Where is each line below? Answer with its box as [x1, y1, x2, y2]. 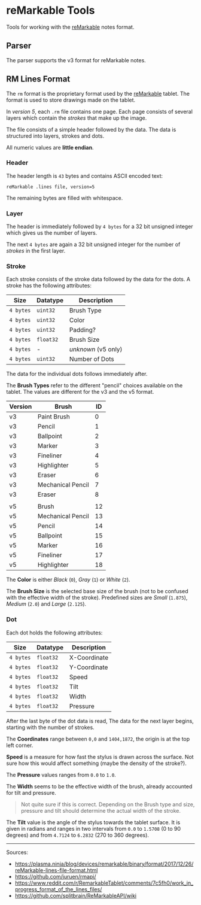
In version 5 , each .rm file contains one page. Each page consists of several [6, 108, 193, 115]
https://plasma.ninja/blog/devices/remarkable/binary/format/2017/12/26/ [14, 860, 194, 867]
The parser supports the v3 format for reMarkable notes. [6, 56, 147, 63]
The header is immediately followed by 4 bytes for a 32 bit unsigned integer [6, 223, 193, 230]
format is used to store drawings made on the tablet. [6, 96, 136, 104]
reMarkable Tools [6, 4, 95, 17]
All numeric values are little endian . [6, 144, 94, 151]
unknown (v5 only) [69, 345, 123, 354]
